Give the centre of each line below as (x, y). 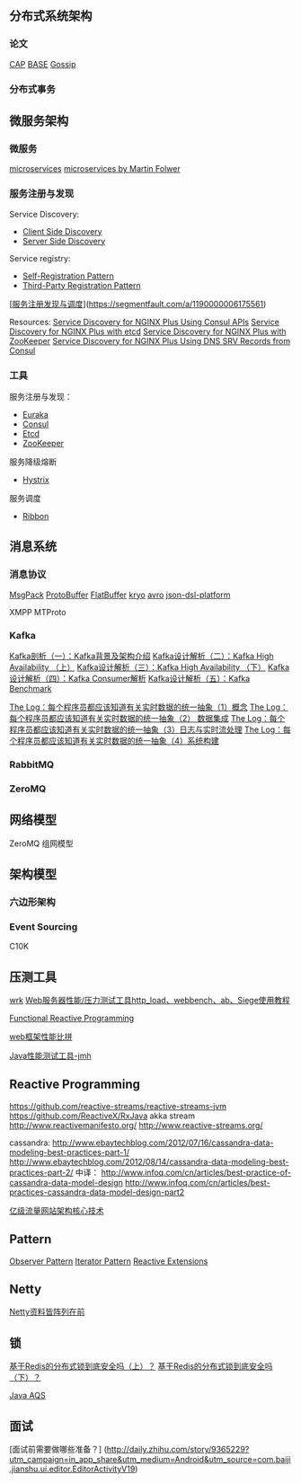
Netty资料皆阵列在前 (47, 1312)
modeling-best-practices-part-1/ (70, 1152)
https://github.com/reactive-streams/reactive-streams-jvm (118, 1106)
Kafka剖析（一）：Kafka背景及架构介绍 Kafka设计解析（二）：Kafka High (142, 656)
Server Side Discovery (64, 241)
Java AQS (28, 1396)
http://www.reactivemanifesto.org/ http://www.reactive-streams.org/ (136, 1125)
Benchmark (31, 688)
